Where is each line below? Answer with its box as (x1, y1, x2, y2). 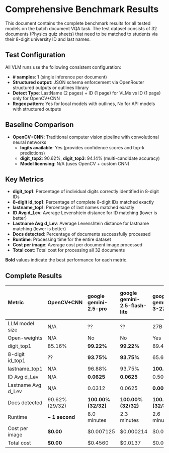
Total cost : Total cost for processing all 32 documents (12, 247, 125, 253)
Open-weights (8, 334, 43, 341)
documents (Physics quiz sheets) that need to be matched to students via (5, 31, 158, 37)
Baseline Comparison (5, 121, 74, 129)
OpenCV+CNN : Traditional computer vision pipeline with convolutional (12, 134, 159, 140)
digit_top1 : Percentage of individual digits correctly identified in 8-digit (12, 189, 159, 195)
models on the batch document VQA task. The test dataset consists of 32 (5, 25, 157, 31)
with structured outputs (12, 106, 61, 112)
